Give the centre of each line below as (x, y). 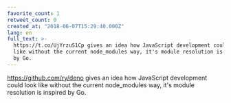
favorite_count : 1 (33, 13)
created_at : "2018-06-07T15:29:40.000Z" (66, 26)
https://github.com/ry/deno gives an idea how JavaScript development (107, 78)
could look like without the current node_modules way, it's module (101, 85)
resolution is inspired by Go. (47, 92)
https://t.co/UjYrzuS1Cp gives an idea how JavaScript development (112, 45)
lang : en (20, 33)
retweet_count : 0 (32, 20)
